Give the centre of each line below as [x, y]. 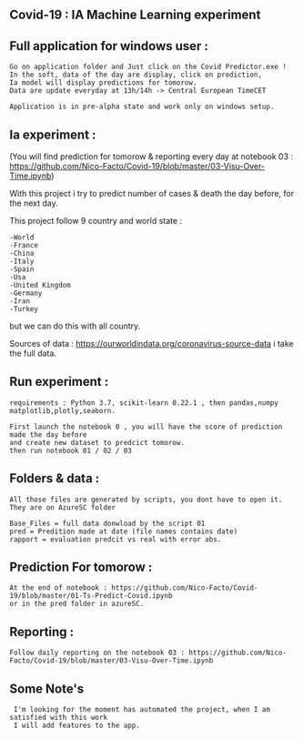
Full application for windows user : [109, 46]
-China [22, 254]
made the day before [49, 435]
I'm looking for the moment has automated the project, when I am [142, 710]
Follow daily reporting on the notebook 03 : [97, 653]
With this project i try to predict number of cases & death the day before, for [151, 194]
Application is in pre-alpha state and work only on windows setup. [142, 107]
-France [24, 246]
